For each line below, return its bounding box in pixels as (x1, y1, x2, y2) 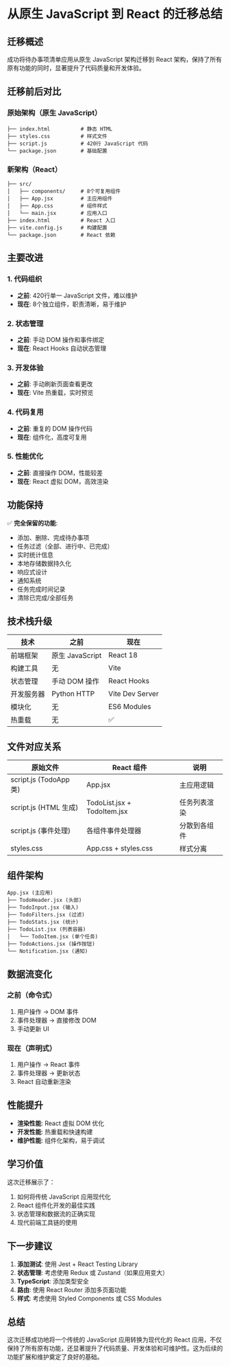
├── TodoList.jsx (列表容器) (7, 926, 86, 933)
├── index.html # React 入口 (7, 217, 116, 224)
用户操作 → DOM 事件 (16, 1007, 79, 1015)
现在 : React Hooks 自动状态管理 (16, 344, 107, 352)
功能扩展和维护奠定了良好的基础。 (7, 1353, 103, 1361)
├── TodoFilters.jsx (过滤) (7, 912, 86, 918)
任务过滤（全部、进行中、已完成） (16, 542, 114, 550)
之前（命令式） (7, 991, 57, 1000)
